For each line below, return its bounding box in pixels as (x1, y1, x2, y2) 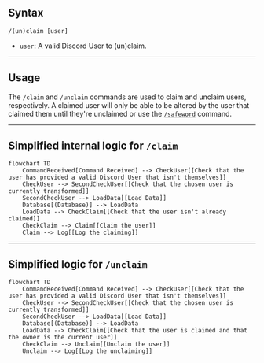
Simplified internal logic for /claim (8, 139, 178, 153)
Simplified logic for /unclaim (8, 257, 148, 271)
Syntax (8, 6, 44, 20)
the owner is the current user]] (8, 334, 118, 342)
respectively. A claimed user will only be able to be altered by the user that (8, 100, 250, 109)
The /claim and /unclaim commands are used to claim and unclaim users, (8, 92, 247, 102)
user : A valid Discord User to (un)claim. (19, 41, 147, 50)
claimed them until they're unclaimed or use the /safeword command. (8, 109, 233, 118)
